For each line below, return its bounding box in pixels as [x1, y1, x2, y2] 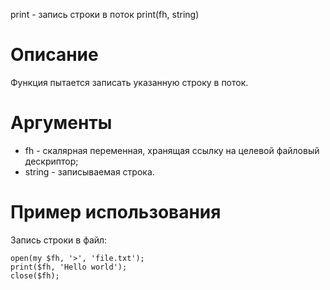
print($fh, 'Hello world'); [10, 262, 128, 272]
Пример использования [10, 201, 222, 224]
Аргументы [10, 112, 113, 134]
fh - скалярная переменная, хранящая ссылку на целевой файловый [24, 144, 320, 156]
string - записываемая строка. [24, 165, 155, 178]
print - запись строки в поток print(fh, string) [10, 9, 200, 20]
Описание [10, 44, 99, 66]
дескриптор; [24, 155, 79, 167]
